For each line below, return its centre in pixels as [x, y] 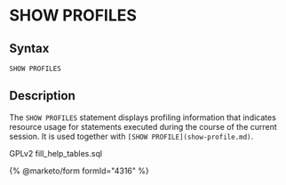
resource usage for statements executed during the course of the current [143, 126]
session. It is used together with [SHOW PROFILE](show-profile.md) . [131, 136]
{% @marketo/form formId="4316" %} [79, 171]
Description [42, 96]
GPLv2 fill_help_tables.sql [56, 153]
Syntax [29, 48]
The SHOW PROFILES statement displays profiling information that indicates [143, 117]
